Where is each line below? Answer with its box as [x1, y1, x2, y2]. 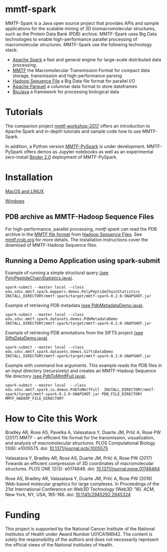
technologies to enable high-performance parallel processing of [5, 36, 137, 42]
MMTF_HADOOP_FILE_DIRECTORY [5, 396, 64, 401]
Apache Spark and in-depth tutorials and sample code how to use [5, 128, 141, 134]
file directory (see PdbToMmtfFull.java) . [5, 373, 87, 379]
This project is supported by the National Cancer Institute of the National [5, 526, 155, 532]
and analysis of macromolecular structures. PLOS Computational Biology [5, 440, 155, 446]
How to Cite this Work [5, 413, 98, 424]
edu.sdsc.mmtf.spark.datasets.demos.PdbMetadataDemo [5, 317, 118, 322]
